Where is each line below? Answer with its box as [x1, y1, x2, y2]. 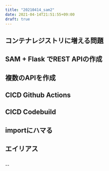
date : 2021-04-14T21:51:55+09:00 [5, 12, 75, 17]
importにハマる [5, 126, 53, 134]
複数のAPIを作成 [5, 73, 56, 82]
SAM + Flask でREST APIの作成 [5, 55, 102, 63]
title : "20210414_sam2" [5, 7, 55, 12]
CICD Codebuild [5, 108, 56, 116]
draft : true [5, 16, 30, 21]
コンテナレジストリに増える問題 [5, 36, 104, 45]
